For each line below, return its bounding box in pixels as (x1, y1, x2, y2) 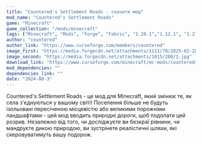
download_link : (6, 59, 44, 65)
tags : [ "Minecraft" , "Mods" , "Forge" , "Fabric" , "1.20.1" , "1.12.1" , (6, 31, 182, 37)
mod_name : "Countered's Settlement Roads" (6, 14, 114, 20)
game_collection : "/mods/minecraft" (6, 25, 98, 32)
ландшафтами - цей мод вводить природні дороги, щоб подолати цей (6, 112, 186, 119)
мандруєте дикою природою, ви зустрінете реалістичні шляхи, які (6, 125, 177, 132)
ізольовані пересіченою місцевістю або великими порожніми (6, 105, 165, 113)
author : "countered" (6, 37, 58, 43)
